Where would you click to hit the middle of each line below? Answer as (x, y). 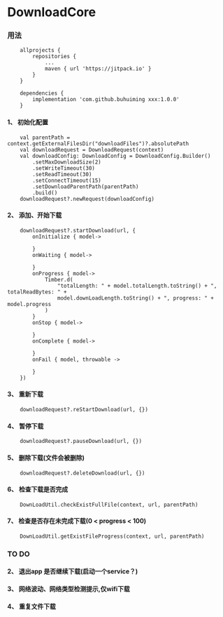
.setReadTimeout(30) (62, 174)
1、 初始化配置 (28, 122)
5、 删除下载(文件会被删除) (46, 458)
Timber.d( (59, 279)
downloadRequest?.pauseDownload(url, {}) (81, 442)
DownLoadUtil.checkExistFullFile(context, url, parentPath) (109, 505)
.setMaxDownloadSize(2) (67, 162)
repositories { (55, 57)
